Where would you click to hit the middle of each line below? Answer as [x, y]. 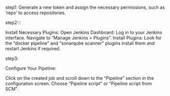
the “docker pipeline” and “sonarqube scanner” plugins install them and [80, 43]
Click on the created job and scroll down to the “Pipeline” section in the [80, 78]
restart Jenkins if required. [33, 49]
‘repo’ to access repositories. [36, 13]
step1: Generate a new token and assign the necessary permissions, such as [85, 7]
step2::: [13, 23]
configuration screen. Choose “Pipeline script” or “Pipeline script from [79, 84]
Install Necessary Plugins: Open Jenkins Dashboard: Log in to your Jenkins [84, 32]
